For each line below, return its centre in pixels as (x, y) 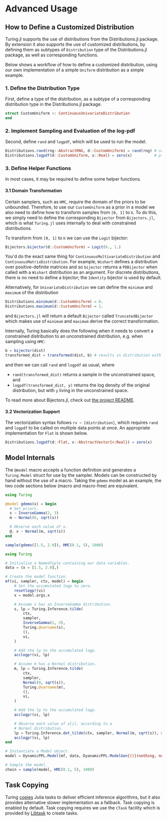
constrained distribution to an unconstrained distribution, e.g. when (74, 336)
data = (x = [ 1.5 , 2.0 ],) (32, 568)
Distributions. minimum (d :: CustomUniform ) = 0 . (54, 302)
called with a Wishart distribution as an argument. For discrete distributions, (83, 272)
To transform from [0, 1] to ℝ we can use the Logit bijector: (67, 238)
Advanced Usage (42, 9)
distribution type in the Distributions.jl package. (53, 104)
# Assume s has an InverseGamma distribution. (63, 604)
